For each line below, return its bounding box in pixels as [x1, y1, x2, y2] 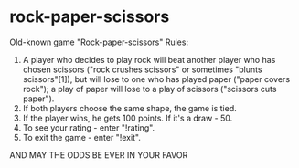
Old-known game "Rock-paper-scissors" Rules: [9, 37, 189, 47]
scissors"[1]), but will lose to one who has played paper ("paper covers [22, 73, 291, 84]
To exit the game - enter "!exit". [22, 131, 142, 142]
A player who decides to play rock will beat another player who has [22, 54, 276, 65]
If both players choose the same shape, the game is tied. [22, 102, 237, 113]
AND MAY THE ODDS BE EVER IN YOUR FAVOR [9, 149, 188, 161]
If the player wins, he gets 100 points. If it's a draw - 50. [22, 112, 233, 123]
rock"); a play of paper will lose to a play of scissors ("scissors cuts [22, 83, 277, 94]
